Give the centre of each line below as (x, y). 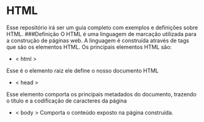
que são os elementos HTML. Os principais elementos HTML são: (89, 47)
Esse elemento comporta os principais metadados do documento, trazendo (102, 94)
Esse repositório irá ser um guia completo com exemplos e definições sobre (102, 27)
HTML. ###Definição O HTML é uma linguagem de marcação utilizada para (102, 34)
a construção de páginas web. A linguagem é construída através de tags (98, 40)
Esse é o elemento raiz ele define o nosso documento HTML (83, 70)
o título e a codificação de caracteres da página (67, 101)
